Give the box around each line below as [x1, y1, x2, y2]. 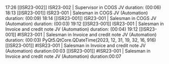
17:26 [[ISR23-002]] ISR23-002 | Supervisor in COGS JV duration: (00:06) [5, 5, 161, 10]
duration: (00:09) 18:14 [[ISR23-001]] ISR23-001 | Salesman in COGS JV [5, 15, 157, 21]
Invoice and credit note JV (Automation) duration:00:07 [5, 53, 122, 59]
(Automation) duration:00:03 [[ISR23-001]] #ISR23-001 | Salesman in [5, 48, 151, 54]
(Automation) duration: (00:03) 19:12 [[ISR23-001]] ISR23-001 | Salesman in [5, 20, 164, 27]
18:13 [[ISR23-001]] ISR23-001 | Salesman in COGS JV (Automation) [5, 10, 148, 16]
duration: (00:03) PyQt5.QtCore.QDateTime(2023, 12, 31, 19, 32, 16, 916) [5, 37, 156, 43]
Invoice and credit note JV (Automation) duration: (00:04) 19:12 [5, 26, 138, 32]
